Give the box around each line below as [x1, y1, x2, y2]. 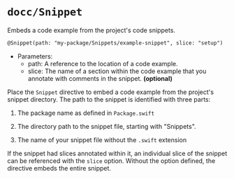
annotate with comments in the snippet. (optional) [27, 74, 173, 82]
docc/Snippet [7, 6, 82, 19]
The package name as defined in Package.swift [17, 109, 155, 117]
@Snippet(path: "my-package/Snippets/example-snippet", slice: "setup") [7, 39, 224, 47]
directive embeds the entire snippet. [7, 164, 112, 172]
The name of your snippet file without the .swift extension [17, 135, 187, 144]
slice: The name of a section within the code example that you [27, 67, 207, 75]
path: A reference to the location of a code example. [27, 59, 178, 68]
